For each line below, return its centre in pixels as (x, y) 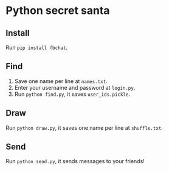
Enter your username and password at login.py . (75, 87)
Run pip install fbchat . (37, 47)
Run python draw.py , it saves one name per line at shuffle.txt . (84, 127)
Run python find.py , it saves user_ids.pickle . (72, 94)
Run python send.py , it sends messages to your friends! (75, 161)
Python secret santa (58, 11)
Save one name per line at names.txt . (61, 81)
